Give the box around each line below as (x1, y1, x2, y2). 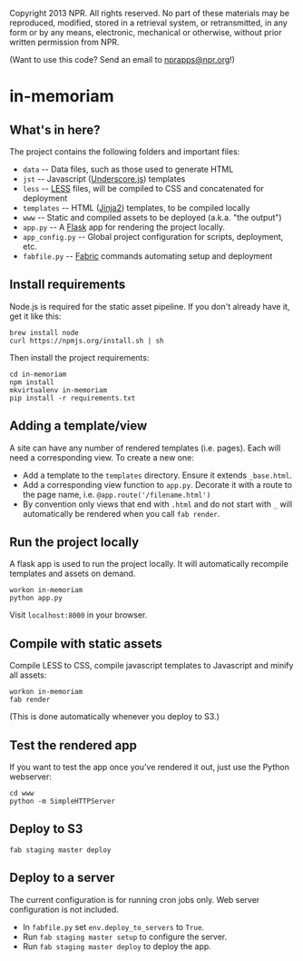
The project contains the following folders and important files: (9, 146, 240, 157)
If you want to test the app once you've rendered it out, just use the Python (9, 762, 290, 773)
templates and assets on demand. (9, 568, 136, 580)
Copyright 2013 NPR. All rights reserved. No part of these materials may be (9, 8, 290, 18)
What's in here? (9, 122, 102, 137)
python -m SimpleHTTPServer (9, 797, 116, 807)
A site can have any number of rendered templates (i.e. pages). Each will (9, 442, 281, 453)
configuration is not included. (9, 904, 120, 915)
